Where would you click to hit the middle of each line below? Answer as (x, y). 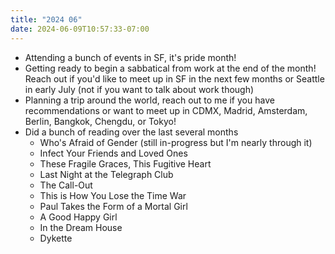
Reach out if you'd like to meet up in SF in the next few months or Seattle (174, 78)
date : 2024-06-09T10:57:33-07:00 (80, 29)
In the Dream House (81, 227)
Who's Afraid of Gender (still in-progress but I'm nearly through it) (176, 142)
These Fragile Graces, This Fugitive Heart (125, 163)
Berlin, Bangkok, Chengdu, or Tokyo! (100, 121)
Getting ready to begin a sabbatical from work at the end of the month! (170, 68)
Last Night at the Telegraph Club (106, 174)
